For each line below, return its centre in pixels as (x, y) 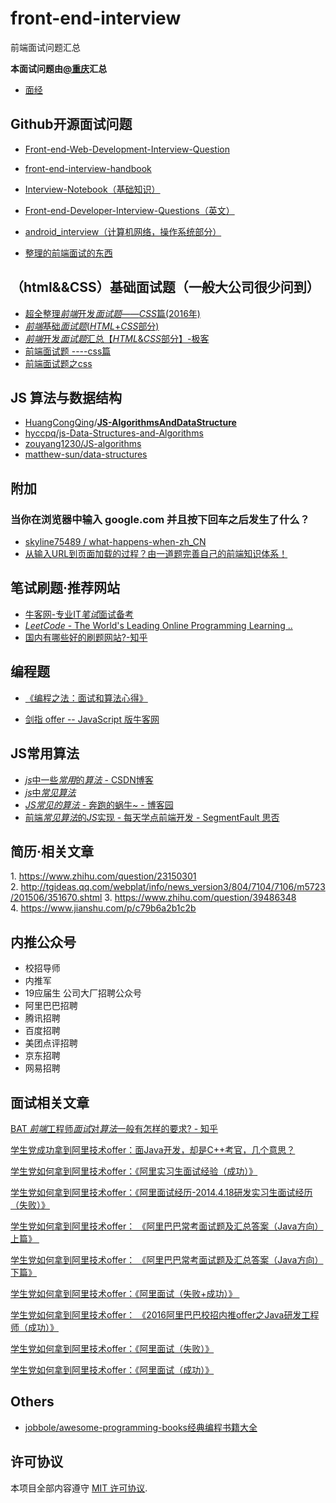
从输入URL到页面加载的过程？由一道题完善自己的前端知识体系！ (156, 554)
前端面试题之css (58, 363)
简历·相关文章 (52, 851)
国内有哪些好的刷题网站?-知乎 (86, 637)
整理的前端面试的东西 (68, 253)
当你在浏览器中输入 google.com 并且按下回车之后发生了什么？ (160, 519)
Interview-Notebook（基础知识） (92, 189)
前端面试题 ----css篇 (68, 351)
